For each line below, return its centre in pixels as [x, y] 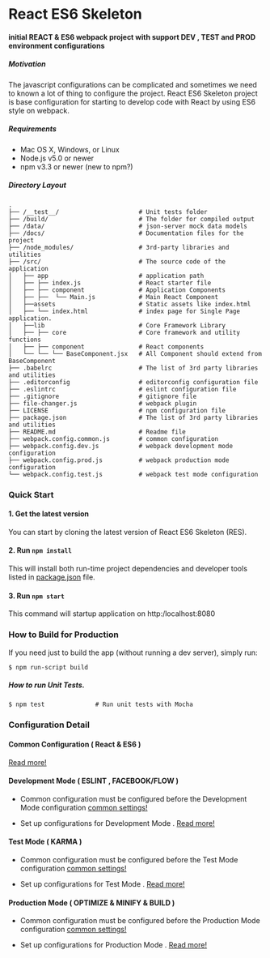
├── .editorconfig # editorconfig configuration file [133, 382]
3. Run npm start [36, 596]
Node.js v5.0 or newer [57, 158]
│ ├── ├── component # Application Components [117, 290]
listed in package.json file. [52, 577]
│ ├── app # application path [106, 276]
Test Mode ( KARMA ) [45, 842]
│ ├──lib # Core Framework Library [117, 325]
